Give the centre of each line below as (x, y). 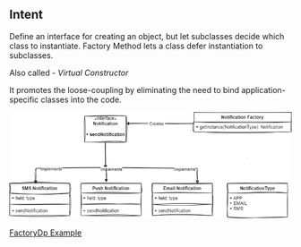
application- (264, 89)
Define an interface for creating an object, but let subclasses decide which (147, 36)
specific (24, 99)
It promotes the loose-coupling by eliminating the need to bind (125, 89)
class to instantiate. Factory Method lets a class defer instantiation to (136, 46)
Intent (26, 15)
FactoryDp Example (46, 233)
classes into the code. (82, 99)
